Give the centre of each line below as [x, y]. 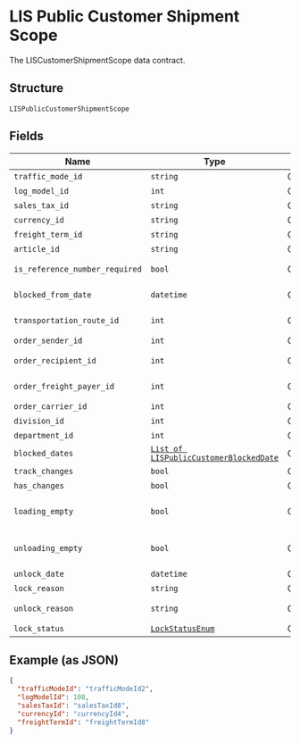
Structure [37, 88]
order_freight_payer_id [64, 386]
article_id [37, 249]
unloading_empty [48, 548]
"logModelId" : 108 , [54, 697]
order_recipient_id [55, 360]
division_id [39, 421]
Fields [27, 136]
